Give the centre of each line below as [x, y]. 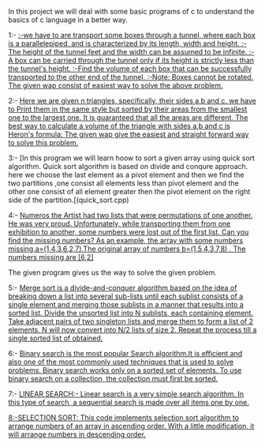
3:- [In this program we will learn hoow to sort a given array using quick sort [131, 158]
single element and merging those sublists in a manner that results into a [126, 304]
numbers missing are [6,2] [51, 257]
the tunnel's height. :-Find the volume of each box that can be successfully [130, 69]
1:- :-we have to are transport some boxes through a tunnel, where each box [132, 35]
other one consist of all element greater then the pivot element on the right [129, 192]
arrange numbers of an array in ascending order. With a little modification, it [131, 426]
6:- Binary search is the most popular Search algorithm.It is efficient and [125, 353]
